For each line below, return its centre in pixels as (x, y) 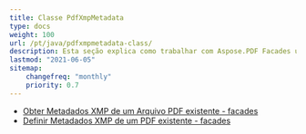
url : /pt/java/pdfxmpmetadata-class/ (81, 43)
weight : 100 (32, 34)
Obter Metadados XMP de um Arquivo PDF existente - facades (140, 110)
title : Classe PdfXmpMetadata (67, 18)
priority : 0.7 (52, 85)
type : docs (30, 26)
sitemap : (26, 69)
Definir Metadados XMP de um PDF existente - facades (127, 120)
